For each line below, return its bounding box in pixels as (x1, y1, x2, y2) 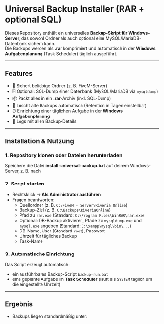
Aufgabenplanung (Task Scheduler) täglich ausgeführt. (5, 50, 118, 57)
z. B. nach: (20, 168, 42, 174)
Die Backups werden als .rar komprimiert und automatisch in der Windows (5, 46, 156, 51)
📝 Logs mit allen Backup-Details (12, 118, 77, 124)
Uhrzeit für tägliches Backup (19, 233, 77, 239)
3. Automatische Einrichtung (5, 251, 75, 257)
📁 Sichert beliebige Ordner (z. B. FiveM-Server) (12, 82, 108, 89)
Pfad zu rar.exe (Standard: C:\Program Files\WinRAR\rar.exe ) (19, 212, 144, 218)
